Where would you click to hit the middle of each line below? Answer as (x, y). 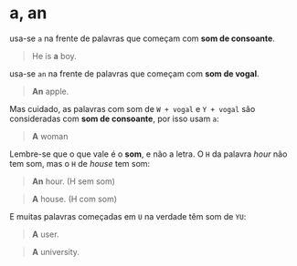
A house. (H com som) (74, 199)
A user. (45, 234)
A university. (56, 251)
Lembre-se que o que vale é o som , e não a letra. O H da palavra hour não (148, 154)
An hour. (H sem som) (74, 181)
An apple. (50, 91)
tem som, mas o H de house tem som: (80, 163)
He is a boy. (54, 56)
